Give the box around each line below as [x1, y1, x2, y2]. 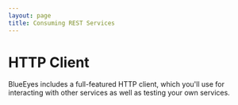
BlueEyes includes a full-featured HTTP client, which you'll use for [8, 80, 225, 89]
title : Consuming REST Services [8, 19, 115, 27]
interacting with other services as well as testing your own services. [8, 88, 230, 98]
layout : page [8, 11, 52, 20]
